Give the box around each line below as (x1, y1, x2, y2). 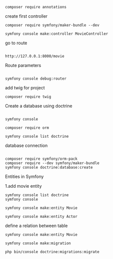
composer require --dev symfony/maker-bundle (5, 161, 99, 166)
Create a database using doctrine (5, 103, 72, 109)
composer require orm (5, 125, 49, 130)
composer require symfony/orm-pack (5, 156, 78, 161)
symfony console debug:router (5, 76, 67, 81)
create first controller (5, 13, 48, 19)
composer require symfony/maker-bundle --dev (5, 23, 99, 28)
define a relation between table (5, 223, 68, 229)
